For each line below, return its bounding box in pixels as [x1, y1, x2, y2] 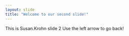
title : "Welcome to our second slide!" [5, 12, 89, 17]
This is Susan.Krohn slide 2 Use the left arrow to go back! [5, 25, 124, 31]
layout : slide [5, 7, 35, 12]
